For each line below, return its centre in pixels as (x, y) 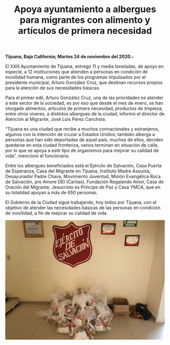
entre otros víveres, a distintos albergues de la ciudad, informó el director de (85, 114)
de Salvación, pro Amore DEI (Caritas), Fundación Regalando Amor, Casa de (84, 182)
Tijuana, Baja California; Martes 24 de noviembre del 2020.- (70, 57)
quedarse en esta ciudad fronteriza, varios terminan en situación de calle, (82, 145)
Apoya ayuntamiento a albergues (85, 9)
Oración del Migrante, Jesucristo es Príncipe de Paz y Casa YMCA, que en (83, 187)
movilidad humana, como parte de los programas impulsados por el (75, 77)
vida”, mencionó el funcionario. (37, 156)
